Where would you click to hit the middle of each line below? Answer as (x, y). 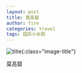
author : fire (23, 23)
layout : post (23, 12)
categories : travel (31, 29)
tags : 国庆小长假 (26, 34)
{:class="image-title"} (49, 51)
